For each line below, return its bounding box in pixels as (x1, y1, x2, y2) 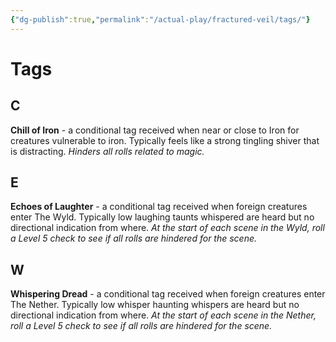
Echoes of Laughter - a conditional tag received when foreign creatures (10, 201, 308, 213)
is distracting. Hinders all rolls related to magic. (10, 145, 205, 157)
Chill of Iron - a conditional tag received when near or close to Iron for (10, 124, 300, 136)
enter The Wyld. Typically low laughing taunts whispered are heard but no (10, 211, 315, 223)
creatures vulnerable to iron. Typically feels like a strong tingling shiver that (10, 134, 320, 146)
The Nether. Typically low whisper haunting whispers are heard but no (10, 299, 300, 311)
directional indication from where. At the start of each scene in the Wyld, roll (10, 222, 325, 234)
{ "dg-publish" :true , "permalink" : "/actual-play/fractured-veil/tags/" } (10, 14, 311, 25)
